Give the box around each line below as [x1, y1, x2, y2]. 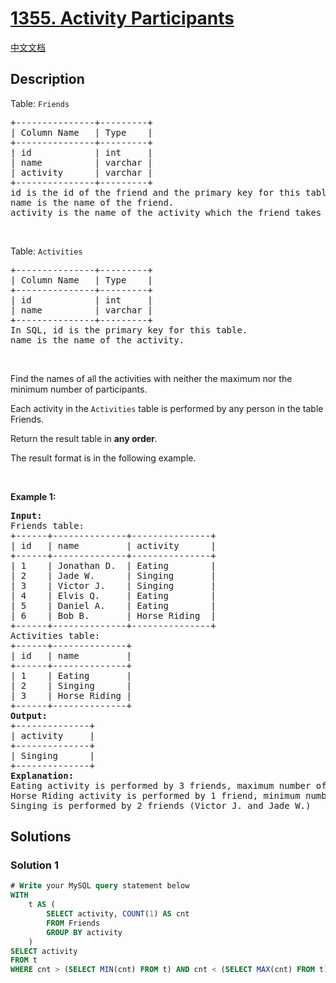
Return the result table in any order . [10, 432, 158, 444]
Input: [10, 510, 43, 521]
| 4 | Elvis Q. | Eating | [10, 590, 217, 601]
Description [10, 71, 85, 88]
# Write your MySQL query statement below [10, 881, 190, 891]
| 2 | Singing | [10, 680, 132, 691]
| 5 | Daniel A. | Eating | [10, 600, 217, 611]
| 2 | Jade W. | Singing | [10, 570, 217, 581]
